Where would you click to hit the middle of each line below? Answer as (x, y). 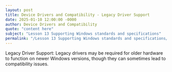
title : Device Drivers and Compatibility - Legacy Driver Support (78, 15)
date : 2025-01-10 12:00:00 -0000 (41, 19)
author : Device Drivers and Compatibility (51, 24)
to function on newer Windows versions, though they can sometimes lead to (86, 58)
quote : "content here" (29, 29)
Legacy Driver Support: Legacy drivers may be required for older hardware (84, 53)
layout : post (19, 10)
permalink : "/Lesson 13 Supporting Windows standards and (68, 39)
